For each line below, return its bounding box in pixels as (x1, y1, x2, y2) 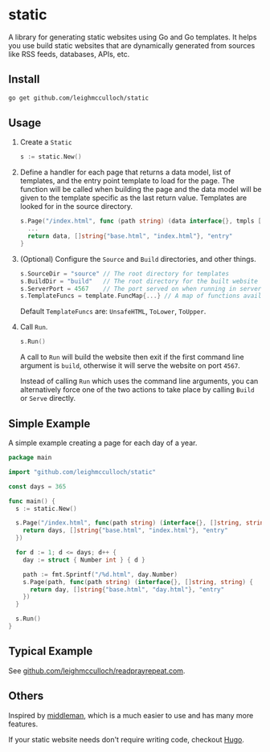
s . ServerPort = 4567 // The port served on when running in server (19, 284, 262, 292)
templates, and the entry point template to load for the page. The (19, 176, 235, 186)
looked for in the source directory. (19, 202, 133, 211)
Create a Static (19, 137, 72, 147)
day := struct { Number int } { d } (22, 556, 146, 564)
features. (8, 719, 39, 729)
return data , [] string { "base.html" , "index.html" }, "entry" (27, 232, 233, 240)
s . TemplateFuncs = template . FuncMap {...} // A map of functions (19, 292, 240, 300)
